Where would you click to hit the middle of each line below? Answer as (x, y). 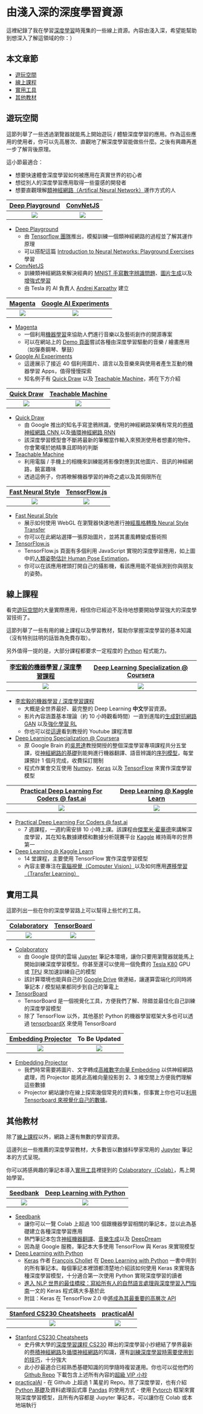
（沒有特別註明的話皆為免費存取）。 (50, 638)
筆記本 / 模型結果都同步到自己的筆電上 (72, 987)
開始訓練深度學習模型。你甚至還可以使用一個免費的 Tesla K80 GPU (107, 964)
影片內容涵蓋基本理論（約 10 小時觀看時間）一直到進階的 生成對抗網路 (110, 716)
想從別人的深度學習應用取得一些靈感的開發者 (71, 182)
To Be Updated (99, 1039)
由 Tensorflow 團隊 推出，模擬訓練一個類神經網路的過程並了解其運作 (108, 236)
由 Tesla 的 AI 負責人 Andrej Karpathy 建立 (76, 288)
